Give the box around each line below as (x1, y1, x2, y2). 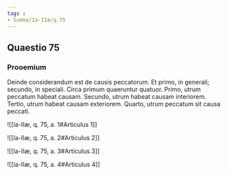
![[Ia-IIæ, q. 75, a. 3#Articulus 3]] (7, 147, 100, 155)
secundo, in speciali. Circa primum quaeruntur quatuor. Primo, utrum (7, 85, 201, 93)
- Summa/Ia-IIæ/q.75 (7, 16, 67, 23)
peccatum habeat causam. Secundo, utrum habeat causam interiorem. (7, 93, 207, 101)
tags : (7, 10, 26, 17)
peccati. (7, 107, 30, 115)
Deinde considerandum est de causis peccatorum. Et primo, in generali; (7, 78, 210, 86)
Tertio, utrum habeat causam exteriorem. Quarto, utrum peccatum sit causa (7, 100, 221, 108)
